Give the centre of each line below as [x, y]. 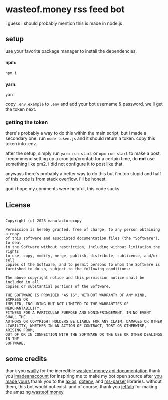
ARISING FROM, [20, 330]
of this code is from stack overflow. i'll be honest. [56, 179]
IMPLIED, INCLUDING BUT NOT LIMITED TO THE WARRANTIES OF [67, 304]
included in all [22, 282]
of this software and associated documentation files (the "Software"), [83, 238]
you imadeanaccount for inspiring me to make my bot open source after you [84, 376]
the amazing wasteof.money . [35, 392]
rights [12, 252]
